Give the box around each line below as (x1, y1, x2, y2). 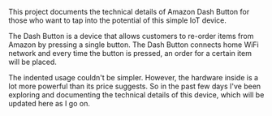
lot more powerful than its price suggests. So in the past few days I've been (8, 81, 261, 91)
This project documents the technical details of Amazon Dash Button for (8, 7, 250, 16)
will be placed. (8, 57, 57, 67)
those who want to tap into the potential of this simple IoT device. (8, 15, 227, 25)
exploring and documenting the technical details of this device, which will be (8, 90, 265, 100)
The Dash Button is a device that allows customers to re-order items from (8, 32, 254, 41)
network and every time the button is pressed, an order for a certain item (8, 49, 252, 58)
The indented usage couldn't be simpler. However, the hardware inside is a (8, 73, 258, 82)
